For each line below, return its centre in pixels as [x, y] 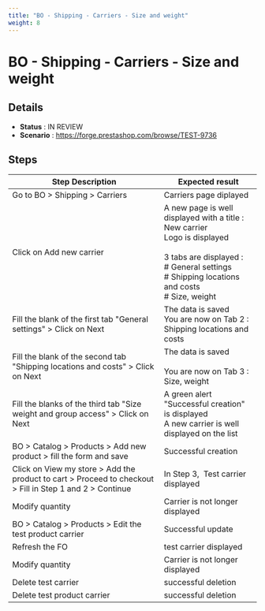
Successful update [199, 529]
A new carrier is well [201, 424]
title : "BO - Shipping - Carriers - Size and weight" [99, 15]
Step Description [84, 182]
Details [26, 108]
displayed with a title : [204, 218]
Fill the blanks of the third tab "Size [77, 404]
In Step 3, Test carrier [205, 474]
